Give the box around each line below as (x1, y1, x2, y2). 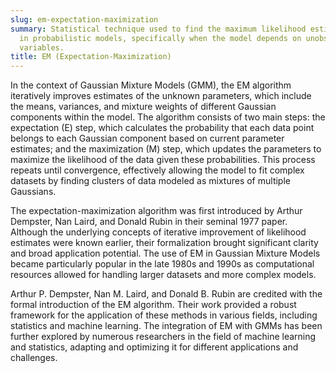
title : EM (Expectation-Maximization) (10, 52, 172, 62)
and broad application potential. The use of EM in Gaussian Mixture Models (10, 247, 321, 260)
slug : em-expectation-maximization (10, 14, 159, 25)
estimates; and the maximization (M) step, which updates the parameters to (10, 143, 322, 155)
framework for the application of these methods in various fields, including (10, 309, 318, 321)
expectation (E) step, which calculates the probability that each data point (10, 122, 315, 134)
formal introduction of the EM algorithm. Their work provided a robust (10, 299, 297, 311)
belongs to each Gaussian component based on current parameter (10, 132, 285, 145)
